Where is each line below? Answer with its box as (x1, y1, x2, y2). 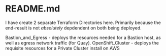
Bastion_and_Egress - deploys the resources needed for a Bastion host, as (5, 34, 161, 40)
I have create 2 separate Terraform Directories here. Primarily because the (5, 19, 161, 25)
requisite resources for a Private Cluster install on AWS (5, 45, 120, 51)
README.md (5, 3, 60, 14)
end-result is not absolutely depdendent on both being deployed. (5, 24, 142, 30)
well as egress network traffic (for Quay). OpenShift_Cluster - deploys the (5, 39, 159, 45)
